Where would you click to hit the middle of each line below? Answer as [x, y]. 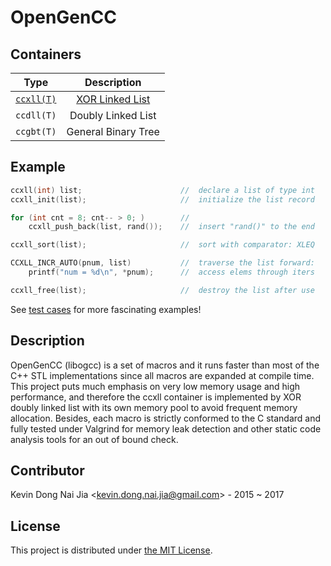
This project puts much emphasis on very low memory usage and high [155, 386]
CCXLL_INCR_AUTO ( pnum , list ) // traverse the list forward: [162, 263]
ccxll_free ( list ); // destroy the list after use [162, 290]
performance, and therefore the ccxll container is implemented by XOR [156, 397]
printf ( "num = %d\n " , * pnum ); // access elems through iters [171, 272]
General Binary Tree [113, 131]
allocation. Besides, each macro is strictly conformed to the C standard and [166, 418]
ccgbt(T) [36, 131]
